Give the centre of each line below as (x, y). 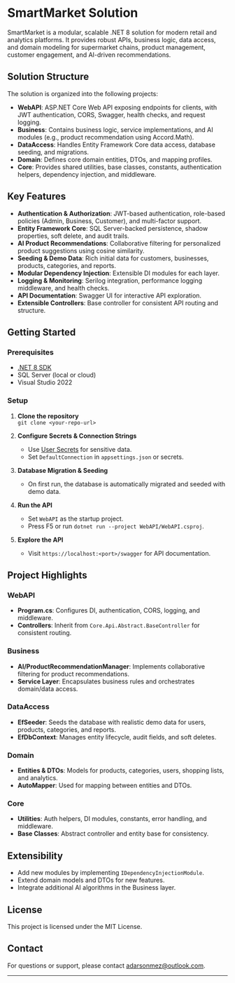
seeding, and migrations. (53, 152)
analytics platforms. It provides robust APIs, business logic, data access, (112, 39)
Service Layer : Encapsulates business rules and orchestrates (106, 681)
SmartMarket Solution (73, 13)
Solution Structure (48, 77)
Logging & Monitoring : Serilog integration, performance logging (110, 280)
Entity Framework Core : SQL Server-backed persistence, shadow (113, 228)
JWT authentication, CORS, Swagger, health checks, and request (111, 114)
